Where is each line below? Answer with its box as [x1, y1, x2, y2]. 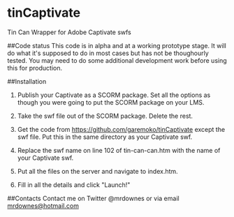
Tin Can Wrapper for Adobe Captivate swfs [7, 28, 131, 36]
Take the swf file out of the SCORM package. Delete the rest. [17, 112, 193, 120]
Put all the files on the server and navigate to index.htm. [17, 167, 178, 175]
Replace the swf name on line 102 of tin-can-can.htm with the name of [17, 146, 221, 154]
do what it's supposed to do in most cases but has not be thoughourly [7, 49, 210, 57]
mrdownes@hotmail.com [7, 201, 79, 210]
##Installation [7, 77, 47, 85]
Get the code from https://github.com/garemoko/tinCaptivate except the [17, 125, 226, 133]
